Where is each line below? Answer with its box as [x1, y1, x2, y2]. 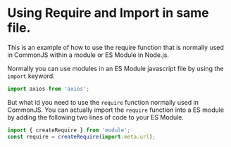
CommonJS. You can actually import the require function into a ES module [7, 106, 224, 114]
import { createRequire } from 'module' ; [7, 127, 131, 134]
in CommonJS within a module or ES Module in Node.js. [7, 51, 169, 59]
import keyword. [7, 72, 55, 80]
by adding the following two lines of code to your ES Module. [7, 113, 185, 121]
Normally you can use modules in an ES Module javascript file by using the [7, 64, 224, 72]
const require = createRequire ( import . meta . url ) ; [7, 133, 156, 140]
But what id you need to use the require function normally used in [7, 98, 199, 106]
